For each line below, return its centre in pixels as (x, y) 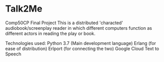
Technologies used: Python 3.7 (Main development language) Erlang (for (81, 43)
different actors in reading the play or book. (50, 33)
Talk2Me (24, 9)
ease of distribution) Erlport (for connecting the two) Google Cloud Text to (82, 48)
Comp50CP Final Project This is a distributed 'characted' (64, 23)
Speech (13, 54)
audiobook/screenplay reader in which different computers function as (79, 28)
